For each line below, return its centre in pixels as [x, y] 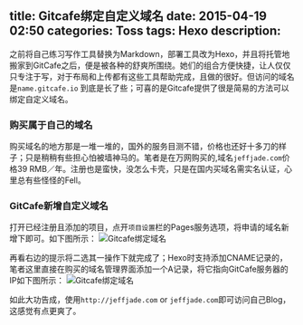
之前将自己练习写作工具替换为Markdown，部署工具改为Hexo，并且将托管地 [150, 53]
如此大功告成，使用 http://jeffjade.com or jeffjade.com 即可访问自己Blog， [150, 300]
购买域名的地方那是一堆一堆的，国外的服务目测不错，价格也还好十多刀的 [144, 147]
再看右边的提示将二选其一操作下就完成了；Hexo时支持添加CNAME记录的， [148, 258]
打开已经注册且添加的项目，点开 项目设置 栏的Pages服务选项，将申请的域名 [146, 227]
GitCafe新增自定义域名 [59, 206]
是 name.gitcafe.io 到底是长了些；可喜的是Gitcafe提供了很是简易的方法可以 [149, 88]
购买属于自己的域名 [51, 125]
